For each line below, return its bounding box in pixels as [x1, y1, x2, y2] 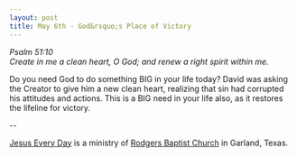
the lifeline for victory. [9, 102, 91, 113]
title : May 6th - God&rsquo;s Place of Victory [9, 22, 192, 31]
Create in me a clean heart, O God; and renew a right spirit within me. [9, 56, 269, 67]
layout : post [9, 13, 59, 23]
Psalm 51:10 [9, 46, 54, 57]
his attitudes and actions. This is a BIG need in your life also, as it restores [9, 92, 283, 104]
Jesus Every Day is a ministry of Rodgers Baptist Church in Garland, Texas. [9, 137, 289, 148]
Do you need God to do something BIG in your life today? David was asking [9, 73, 289, 84]
